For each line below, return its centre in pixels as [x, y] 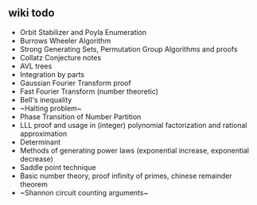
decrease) [37, 159]
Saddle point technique [58, 167]
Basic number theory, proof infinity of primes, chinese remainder [126, 176]
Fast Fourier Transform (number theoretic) [89, 91]
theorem [33, 184]
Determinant [40, 141]
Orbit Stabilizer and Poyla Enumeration [83, 32]
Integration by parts [52, 74]
